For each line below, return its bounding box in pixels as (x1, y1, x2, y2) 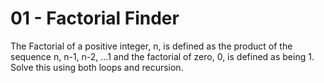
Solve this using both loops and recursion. (10, 61, 184, 73)
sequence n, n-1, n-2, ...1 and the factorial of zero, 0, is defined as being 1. (10, 50, 315, 62)
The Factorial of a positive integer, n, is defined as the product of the (10, 40, 293, 52)
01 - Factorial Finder (10, 7, 180, 30)
